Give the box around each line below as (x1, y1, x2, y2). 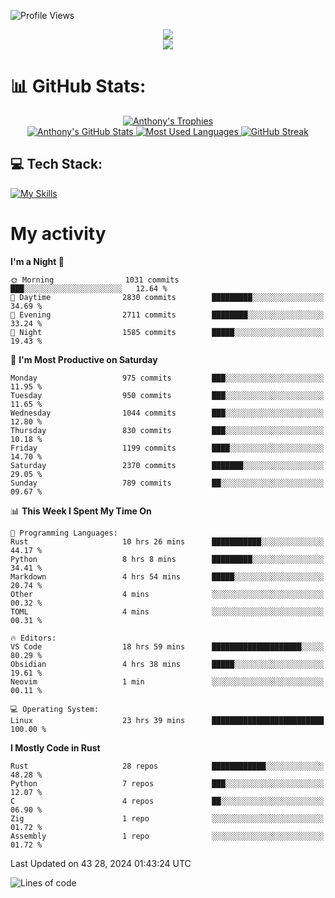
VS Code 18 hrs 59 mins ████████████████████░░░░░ (10, 641, 325, 652)
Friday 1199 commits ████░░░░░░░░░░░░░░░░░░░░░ (10, 443, 325, 453)
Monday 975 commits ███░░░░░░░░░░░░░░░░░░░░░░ (10, 373, 325, 383)
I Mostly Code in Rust (10, 741, 101, 754)
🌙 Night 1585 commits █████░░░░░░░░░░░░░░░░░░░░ (10, 327, 325, 337)
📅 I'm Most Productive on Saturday (10, 353, 158, 365)
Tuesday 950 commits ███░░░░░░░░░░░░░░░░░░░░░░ (10, 390, 325, 400)
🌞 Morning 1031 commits (10, 275, 180, 285)
